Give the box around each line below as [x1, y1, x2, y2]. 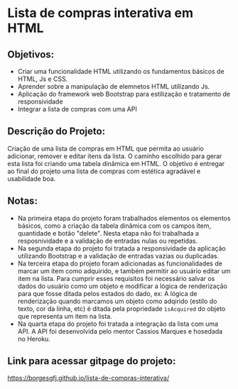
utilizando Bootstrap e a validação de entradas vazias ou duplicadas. [17, 251, 219, 260]
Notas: [7, 195, 38, 207]
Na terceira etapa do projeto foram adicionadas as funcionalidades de [17, 259, 222, 268]
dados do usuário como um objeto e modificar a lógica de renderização [17, 282, 227, 290]
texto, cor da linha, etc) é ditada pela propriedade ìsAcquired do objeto [17, 304, 226, 313]
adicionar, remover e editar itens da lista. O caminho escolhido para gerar [7, 151, 222, 160]
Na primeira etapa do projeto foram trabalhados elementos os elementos [17, 214, 231, 222]
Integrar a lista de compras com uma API [17, 105, 137, 113]
